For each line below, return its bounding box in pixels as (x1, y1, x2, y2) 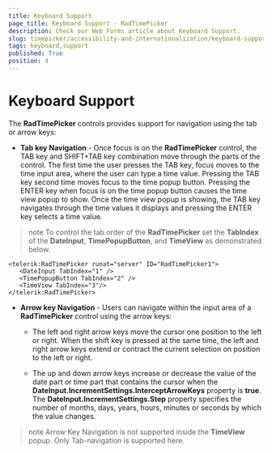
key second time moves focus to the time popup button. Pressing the (19, 177, 251, 187)
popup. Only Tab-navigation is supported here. (28, 435, 185, 445)
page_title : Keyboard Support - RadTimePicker (8, 19, 168, 28)
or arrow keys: (8, 127, 57, 137)
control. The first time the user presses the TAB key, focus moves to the (19, 159, 260, 170)
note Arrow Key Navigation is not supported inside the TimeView (28, 426, 245, 437)
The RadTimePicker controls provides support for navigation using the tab (8, 118, 257, 128)
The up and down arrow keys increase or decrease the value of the (32, 368, 257, 378)
